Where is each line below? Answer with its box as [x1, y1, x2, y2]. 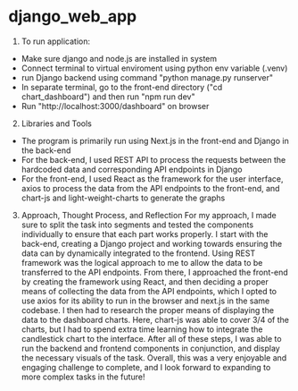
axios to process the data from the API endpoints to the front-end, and [21, 183, 280, 193]
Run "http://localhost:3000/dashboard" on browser [21, 100, 210, 111]
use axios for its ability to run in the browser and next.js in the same [21, 295, 270, 306]
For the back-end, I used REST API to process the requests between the [21, 154, 286, 165]
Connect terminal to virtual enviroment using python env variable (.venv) [21, 63, 288, 73]
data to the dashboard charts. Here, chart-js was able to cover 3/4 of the [21, 314, 289, 325]
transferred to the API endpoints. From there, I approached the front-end [21, 267, 289, 277]
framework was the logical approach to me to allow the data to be [21, 257, 263, 268]
